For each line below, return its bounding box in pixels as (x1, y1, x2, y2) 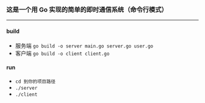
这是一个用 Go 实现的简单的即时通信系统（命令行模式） (6, 5, 168, 13)
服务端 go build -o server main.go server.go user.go (15, 41, 154, 49)
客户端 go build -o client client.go (15, 49, 110, 57)
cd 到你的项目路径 (15, 78, 56, 85)
